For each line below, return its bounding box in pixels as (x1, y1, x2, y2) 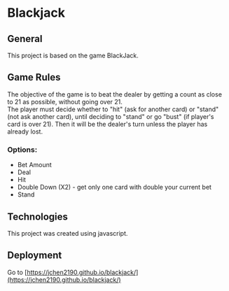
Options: (7, 145, 38, 155)
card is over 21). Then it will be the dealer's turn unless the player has (7, 120, 208, 128)
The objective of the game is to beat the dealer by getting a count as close (7, 90, 223, 99)
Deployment (7, 250, 62, 262)
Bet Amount (17, 161, 53, 169)
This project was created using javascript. (7, 229, 128, 237)
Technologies (7, 211, 69, 222)
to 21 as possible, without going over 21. (7, 97, 123, 106)
